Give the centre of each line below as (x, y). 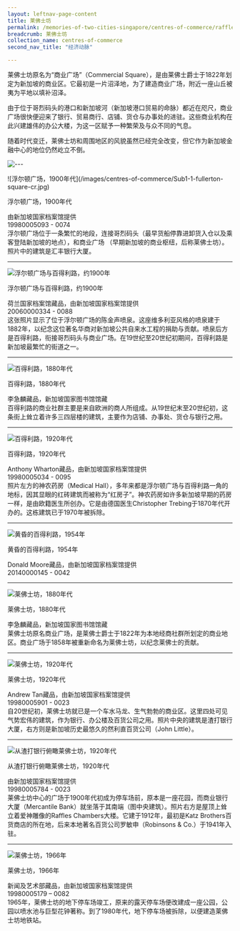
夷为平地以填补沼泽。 (39, 93)
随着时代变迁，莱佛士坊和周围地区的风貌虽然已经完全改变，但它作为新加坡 (117, 141)
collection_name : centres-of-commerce (65, 41)
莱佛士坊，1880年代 (36, 609)
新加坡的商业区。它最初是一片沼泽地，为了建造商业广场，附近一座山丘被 (126, 84)
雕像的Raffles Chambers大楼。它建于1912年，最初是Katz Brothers (129, 816)
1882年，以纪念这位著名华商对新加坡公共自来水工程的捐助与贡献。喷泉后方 (118, 329)
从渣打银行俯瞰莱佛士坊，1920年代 (58, 766)
